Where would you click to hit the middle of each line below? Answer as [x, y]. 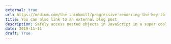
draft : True [18, 33]
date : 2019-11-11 [24, 29]
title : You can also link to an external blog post [61, 19]
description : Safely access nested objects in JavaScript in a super [81, 24]
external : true [21, 10]
